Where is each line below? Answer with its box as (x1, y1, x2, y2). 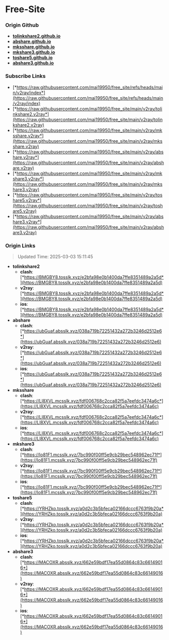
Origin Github (5, 22, 39, 29)
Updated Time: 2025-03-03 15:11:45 (17, 254, 93, 260)
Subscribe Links (5, 72, 46, 79)
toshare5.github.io (12, 55, 53, 61)
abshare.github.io (12, 38, 51, 45)
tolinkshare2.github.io (12, 33, 61, 39)
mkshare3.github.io (12, 49, 55, 55)
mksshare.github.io (12, 44, 55, 50)
